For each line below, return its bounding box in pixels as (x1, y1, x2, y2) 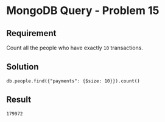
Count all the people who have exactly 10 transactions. (6, 44, 143, 51)
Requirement (6, 28, 57, 38)
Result (6, 95, 32, 105)
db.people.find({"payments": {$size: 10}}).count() (6, 77, 140, 84)
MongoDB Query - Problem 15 (6, 4, 160, 18)
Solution (6, 62, 39, 72)
